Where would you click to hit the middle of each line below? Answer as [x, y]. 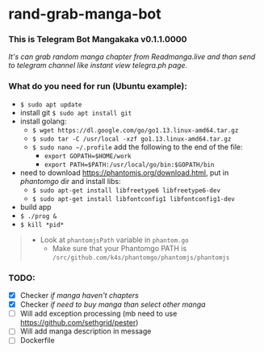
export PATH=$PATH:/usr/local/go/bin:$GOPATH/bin [129, 165]
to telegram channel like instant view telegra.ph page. [98, 65]
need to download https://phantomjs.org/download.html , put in [124, 172]
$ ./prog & [38, 216]
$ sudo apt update [51, 105]
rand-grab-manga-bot [85, 14]
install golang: [43, 121]
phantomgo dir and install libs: [70, 181]
